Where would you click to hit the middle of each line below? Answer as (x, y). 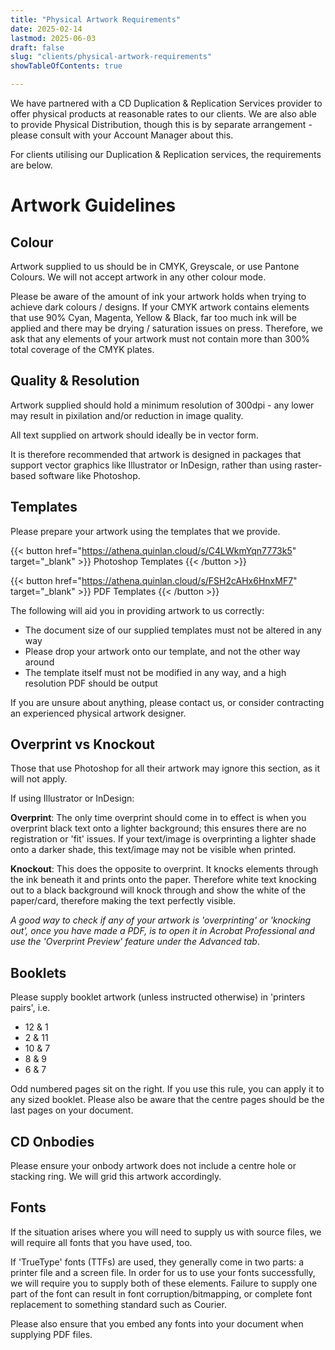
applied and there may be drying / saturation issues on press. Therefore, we (167, 328)
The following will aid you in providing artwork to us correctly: (137, 610)
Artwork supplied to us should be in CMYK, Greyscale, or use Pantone (155, 266)
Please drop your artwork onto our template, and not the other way (162, 651)
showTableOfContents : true (66, 66)
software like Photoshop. (89, 475)
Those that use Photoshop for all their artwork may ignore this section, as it (165, 768)
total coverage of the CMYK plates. (82, 349)
